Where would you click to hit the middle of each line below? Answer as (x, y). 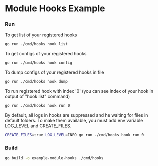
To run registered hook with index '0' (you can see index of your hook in (79, 91)
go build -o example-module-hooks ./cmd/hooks (54, 158)
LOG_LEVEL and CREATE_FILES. (38, 126)
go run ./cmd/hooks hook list (37, 44)
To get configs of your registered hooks (46, 54)
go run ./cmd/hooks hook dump (37, 82)
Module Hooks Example (55, 9)
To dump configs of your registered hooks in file (55, 72)
